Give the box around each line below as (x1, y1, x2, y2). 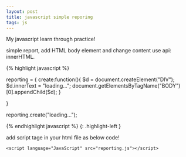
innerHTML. (6, 54, 35, 61)
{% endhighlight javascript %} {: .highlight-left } (6, 123, 121, 130)
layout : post (6, 8, 38, 15)
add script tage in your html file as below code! (6, 134, 120, 141)
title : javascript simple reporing (6, 14, 93, 20)
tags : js (6, 19, 28, 25)
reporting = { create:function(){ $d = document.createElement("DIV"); (6, 76, 175, 83)
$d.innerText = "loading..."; (6, 82, 72, 89)
